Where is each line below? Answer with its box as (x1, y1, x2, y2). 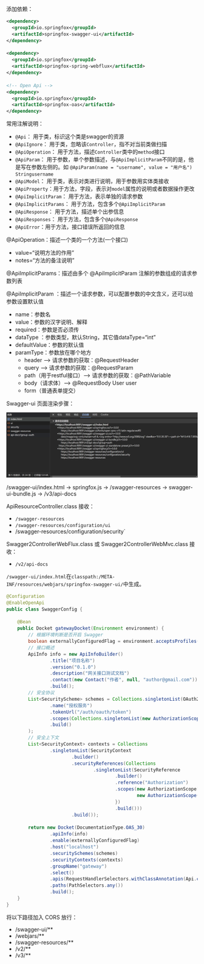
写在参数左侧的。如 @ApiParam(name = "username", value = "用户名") (20, 163, 192, 171)
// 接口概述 (28, 645, 55, 651)
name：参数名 (15, 311, 51, 318)
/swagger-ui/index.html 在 (6, 572, 72, 580)
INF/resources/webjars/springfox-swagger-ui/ (6, 581, 123, 587)
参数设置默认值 (6, 298, 44, 305)
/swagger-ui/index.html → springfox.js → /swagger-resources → (6, 483, 168, 491)
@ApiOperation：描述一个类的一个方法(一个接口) (6, 236, 129, 244)
